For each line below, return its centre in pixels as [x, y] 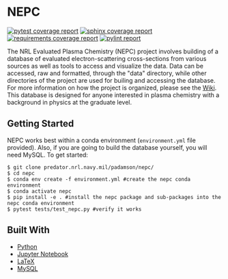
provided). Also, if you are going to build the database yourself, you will [107, 147]
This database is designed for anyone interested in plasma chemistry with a [113, 95]
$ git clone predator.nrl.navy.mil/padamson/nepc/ [81, 167]
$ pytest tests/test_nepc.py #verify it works [74, 209]
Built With [28, 230]
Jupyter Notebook [42, 254]
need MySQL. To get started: [48, 155]
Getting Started [41, 124]
